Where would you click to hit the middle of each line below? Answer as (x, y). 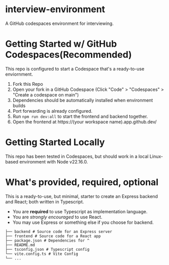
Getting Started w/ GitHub (61, 44)
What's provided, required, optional (82, 182)
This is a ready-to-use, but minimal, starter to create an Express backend (82, 196)
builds (19, 106)
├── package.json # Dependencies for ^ (47, 240)
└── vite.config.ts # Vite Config (42, 254)
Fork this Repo (28, 84)
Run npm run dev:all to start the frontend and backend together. (80, 116)
